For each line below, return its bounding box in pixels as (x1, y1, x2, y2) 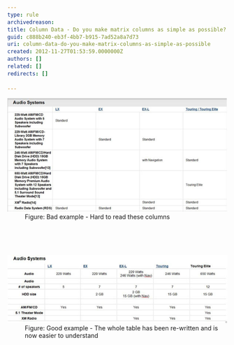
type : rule (7, 11, 39, 18)
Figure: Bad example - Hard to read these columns (24, 212, 170, 221)
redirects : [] (7, 70, 49, 77)
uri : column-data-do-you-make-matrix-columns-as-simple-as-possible (7, 41, 211, 48)
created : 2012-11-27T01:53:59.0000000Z (7, 48, 124, 55)
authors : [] (7, 56, 42, 63)
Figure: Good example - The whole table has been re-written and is (24, 324, 219, 332)
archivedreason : (7, 18, 54, 26)
